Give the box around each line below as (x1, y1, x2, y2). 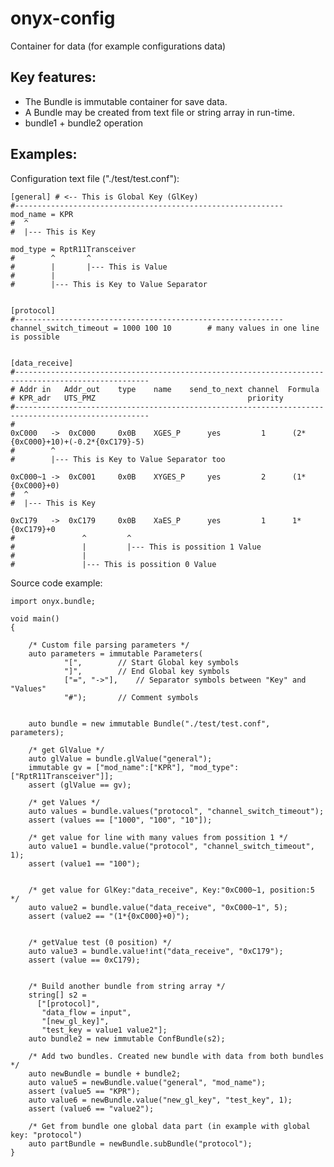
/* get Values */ (28, 797, 101, 807)
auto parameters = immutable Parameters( (28, 648, 203, 659)
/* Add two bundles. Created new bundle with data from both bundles (28, 1051, 325, 1061)
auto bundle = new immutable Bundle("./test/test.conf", (28, 718, 271, 729)
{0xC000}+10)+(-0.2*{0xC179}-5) (10, 437, 145, 447)
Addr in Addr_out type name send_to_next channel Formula (19, 384, 320, 394)
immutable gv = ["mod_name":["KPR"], (28, 762, 186, 772)
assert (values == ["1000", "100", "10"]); (28, 815, 213, 825)
